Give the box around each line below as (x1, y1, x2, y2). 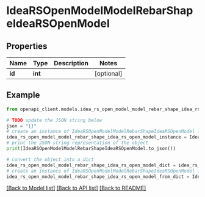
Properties (6, 41, 48, 51)
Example (6, 90, 40, 101)
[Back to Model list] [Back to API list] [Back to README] (6, 184, 146, 192)
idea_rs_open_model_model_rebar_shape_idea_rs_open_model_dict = (6, 162, 176, 168)
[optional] (94, 70, 123, 77)
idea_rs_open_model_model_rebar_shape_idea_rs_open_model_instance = (6, 134, 187, 140)
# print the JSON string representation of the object (6, 140, 149, 146)
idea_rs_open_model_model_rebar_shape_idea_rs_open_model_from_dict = (6, 173, 190, 180)
